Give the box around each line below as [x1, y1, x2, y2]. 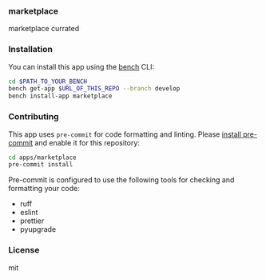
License [8, 245, 40, 256]
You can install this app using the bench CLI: [8, 62, 155, 71]
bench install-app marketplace [8, 92, 113, 101]
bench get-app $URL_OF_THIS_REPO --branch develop [8, 85, 181, 93]
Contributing [8, 111, 59, 122]
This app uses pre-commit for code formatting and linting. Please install [8, 130, 242, 139]
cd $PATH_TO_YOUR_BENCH [8, 78, 88, 86]
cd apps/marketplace [8, 153, 77, 161]
